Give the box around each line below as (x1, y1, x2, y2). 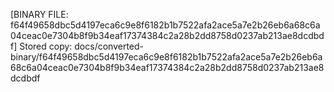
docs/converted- (74, 40, 145, 52)
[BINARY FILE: (10, 9, 69, 20)
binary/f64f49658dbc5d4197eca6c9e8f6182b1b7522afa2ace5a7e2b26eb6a (10, 51, 323, 63)
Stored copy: (19, 40, 73, 52)
